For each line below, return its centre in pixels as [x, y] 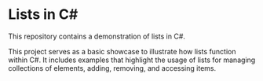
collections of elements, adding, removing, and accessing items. [112, 68]
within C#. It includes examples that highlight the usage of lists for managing [132, 60]
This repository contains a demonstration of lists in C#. [97, 36]
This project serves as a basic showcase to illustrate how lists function [122, 51]
